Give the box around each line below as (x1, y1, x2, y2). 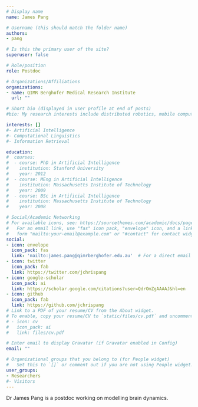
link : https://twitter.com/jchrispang (11, 269, 107, 275)
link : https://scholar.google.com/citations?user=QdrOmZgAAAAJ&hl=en (11, 285, 186, 292)
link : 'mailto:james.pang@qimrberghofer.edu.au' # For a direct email (11, 253, 192, 259)
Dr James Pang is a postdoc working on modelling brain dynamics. (6, 395, 169, 402)
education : (6, 149, 33, 155)
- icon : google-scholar (6, 275, 65, 281)
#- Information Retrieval (6, 138, 70, 145)
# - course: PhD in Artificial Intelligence (6, 160, 120, 166)
